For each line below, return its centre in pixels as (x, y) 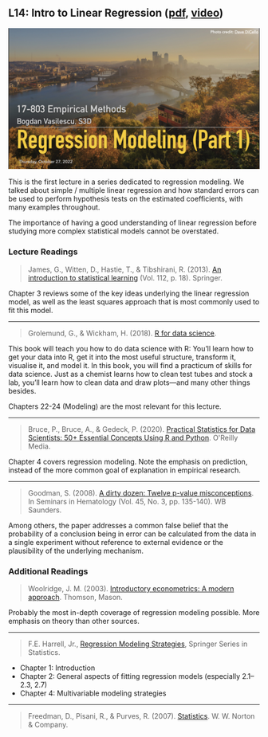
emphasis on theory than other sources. (74, 621)
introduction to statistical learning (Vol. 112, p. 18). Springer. (125, 277)
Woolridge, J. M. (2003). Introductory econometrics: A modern (131, 588)
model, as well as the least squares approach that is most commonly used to (134, 301)
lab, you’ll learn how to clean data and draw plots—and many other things (129, 382)
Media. (39, 446)
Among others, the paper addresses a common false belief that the (118, 525)
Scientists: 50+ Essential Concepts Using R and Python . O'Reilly (133, 437)
